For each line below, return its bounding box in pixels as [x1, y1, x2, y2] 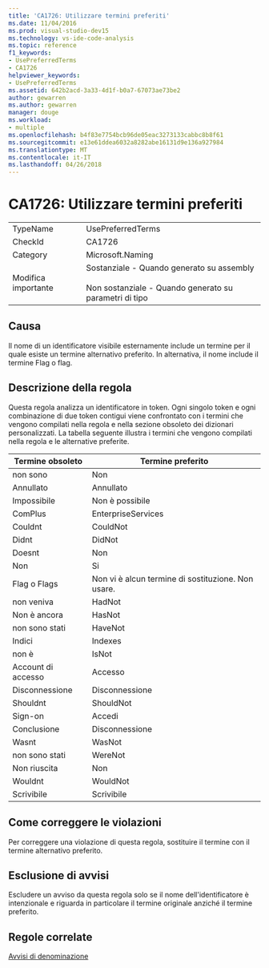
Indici [12, 635, 34, 646]
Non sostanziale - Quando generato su [86, 282, 234, 293]
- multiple [8, 123, 45, 131]
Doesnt [12, 547, 40, 558]
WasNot [91, 736, 122, 748]
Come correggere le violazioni [8, 816, 162, 829]
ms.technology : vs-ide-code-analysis [8, 34, 134, 42]
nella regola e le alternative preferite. [8, 436, 130, 446]
